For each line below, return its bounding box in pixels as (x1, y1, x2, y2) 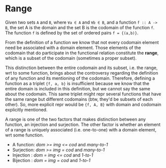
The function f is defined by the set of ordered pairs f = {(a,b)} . (5, 30, 139, 36)
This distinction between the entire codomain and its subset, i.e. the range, (5, 65, 158, 71)
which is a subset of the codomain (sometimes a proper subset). (5, 55, 137, 61)
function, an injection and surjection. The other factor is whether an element (5, 122, 161, 127)
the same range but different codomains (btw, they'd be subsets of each (5, 96, 153, 102)
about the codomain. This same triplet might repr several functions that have (5, 91, 162, 97)
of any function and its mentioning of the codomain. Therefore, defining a (5, 75, 155, 81)
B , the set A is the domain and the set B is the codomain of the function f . (5, 24, 155, 30)
